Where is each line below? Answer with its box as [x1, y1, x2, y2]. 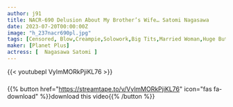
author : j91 [7, 10, 42, 17]
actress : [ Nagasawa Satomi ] [7, 49, 98, 56]
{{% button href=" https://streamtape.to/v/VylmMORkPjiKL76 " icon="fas [7, 84, 213, 93]
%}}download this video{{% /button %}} [40, 92, 155, 100]
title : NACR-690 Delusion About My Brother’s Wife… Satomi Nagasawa [7, 17, 209, 23]
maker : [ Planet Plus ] [7, 42, 70, 49]
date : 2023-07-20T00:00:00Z [7, 23, 89, 30]
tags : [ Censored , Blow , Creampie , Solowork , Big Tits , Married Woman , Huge [7, 36, 216, 43]
